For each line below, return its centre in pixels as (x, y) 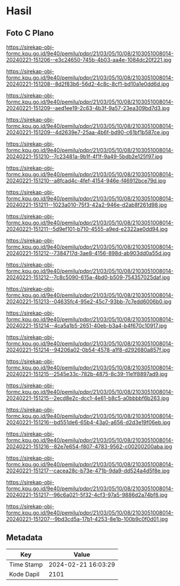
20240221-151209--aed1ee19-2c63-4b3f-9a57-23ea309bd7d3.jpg (88, 108)
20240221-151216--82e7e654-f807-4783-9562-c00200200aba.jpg (89, 446)
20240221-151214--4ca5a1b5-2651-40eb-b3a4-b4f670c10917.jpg (87, 326)
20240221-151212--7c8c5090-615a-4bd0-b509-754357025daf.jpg (88, 277)
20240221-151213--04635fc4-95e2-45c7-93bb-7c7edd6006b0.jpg (89, 301)
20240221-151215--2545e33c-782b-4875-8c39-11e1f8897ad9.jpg (87, 374)
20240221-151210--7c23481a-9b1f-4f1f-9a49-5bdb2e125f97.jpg (84, 156)
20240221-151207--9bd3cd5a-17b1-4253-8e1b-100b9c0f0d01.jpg (87, 519)
